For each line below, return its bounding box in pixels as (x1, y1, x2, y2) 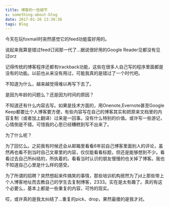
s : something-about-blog (5, 12, 58, 17)
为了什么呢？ (5, 132, 32, 138)
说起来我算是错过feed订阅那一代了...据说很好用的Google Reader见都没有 (5, 47, 156, 53)
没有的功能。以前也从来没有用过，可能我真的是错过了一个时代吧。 (5, 70, 143, 76)
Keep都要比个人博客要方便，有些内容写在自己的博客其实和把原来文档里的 (5, 109, 158, 115)
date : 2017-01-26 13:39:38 (5, 17, 62, 22)
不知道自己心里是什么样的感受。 (5, 162, 72, 168)
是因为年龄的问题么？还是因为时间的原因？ (5, 92, 94, 98)
